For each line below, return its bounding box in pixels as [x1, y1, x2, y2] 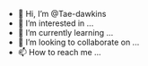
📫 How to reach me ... [17, 47, 101, 57]
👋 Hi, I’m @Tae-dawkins [17, 9, 107, 19]
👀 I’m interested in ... [17, 18, 94, 29]
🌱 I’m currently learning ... [17, 28, 114, 37]
